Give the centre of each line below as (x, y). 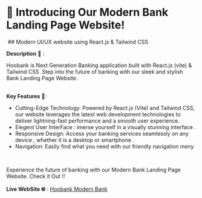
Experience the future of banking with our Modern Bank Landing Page (94, 170)
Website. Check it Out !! (36, 176)
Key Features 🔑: (27, 96)
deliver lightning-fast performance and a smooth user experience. (97, 121)
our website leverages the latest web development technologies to (98, 114)
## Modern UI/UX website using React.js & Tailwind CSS (78, 42)
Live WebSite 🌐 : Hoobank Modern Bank (57, 189)
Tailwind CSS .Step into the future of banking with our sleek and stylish (95, 71)
